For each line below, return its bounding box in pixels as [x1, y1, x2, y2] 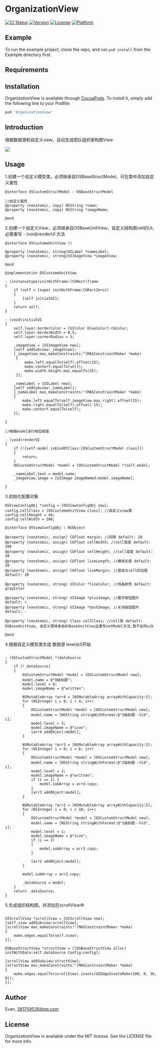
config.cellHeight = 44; [5, 513, 55, 517]
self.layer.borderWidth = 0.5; [14, 330, 77, 335]
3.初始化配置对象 [5, 494, 39, 499]
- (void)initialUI [5, 318, 42, 322]
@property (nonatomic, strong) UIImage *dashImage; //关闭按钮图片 [5, 605, 139, 610]
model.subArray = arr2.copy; [22, 872, 81, 877]
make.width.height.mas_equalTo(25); [24, 369, 98, 373]
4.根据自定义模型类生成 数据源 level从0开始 [5, 641, 91, 647]
